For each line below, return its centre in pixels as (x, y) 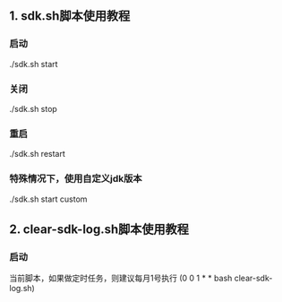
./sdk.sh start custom (48, 199)
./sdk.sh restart (37, 154)
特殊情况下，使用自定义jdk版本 (76, 179)
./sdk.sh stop (34, 108)
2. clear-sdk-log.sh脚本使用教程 (99, 229)
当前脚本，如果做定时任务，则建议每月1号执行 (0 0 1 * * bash (121, 278)
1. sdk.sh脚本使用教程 (70, 16)
